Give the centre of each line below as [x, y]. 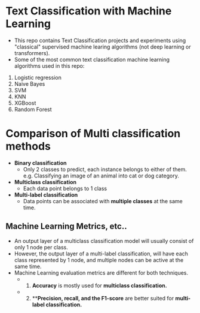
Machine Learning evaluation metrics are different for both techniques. [101, 273]
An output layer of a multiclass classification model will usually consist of [104, 240]
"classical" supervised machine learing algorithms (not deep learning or [103, 47]
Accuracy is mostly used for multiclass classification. [100, 285]
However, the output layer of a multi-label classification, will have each [101, 254]
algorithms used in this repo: [49, 66]
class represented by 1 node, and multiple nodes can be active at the [99, 260]
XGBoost [25, 103]
